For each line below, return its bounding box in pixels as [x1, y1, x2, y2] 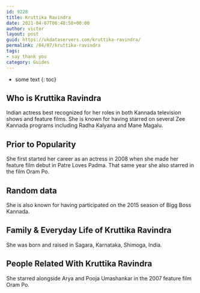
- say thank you [6, 54, 47, 60]
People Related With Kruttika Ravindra [6, 259, 153, 269]
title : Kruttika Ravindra [6, 14, 71, 20]
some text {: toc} [14, 76, 57, 83]
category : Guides [6, 59, 50, 65]
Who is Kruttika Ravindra [6, 93, 102, 103]
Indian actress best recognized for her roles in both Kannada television [6, 109, 181, 116]
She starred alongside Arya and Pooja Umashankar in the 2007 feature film [6, 274, 192, 282]
